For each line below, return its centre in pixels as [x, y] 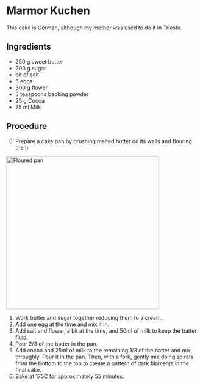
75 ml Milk [28, 107]
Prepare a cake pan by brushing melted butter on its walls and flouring [103, 141]
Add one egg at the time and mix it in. [62, 324]
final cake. [28, 369]
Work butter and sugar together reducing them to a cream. [89, 317]
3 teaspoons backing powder [52, 94]
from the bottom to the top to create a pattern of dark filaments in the [102, 363]
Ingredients [29, 47]
